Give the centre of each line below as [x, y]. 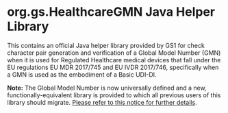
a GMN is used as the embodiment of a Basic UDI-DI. [82, 74]
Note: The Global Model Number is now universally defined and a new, [107, 88]
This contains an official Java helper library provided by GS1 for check [106, 45]
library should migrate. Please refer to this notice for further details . [102, 102]
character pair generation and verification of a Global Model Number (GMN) [114, 53]
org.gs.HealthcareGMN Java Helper [111, 12]
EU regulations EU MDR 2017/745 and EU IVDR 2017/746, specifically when [113, 67]
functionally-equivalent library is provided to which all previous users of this [114, 95]
